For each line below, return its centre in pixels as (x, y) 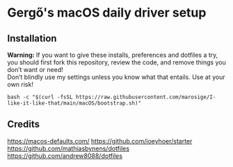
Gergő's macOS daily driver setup (107, 13)
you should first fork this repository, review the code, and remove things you (116, 62)
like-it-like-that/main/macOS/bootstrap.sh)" (74, 103)
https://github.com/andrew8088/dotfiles (65, 156)
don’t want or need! (35, 70)
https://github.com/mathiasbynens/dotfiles (69, 148)
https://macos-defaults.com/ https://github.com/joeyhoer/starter (100, 141)
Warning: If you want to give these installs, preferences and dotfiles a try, (113, 55)
